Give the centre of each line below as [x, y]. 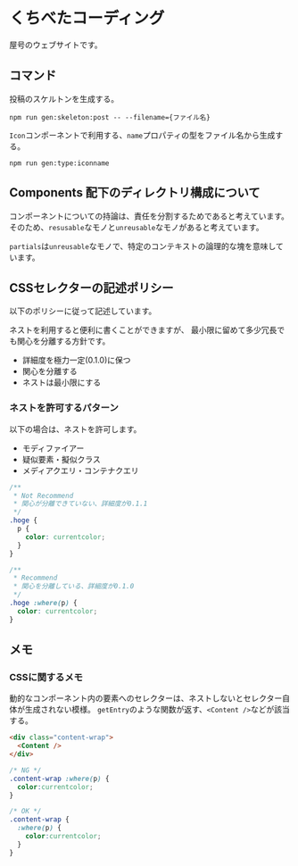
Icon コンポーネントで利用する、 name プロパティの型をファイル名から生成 [142, 135]
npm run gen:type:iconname [59, 163]
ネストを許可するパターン [64, 408]
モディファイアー [53, 448]
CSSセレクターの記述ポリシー [91, 288]
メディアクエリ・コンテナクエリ [81, 470]
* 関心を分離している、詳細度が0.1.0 [74, 587]
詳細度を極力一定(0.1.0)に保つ [76, 360]
